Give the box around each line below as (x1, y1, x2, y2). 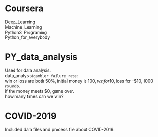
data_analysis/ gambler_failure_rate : (5, 72, 78, 78)
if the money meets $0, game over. (5, 88, 74, 94)
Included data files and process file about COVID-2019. (5, 126, 115, 132)
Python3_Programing (5, 29, 47, 35)
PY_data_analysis (5, 51, 78, 63)
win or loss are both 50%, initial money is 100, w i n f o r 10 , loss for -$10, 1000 (5, 78, 154, 84)
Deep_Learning (5, 19, 35, 25)
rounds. (5, 83, 20, 89)
